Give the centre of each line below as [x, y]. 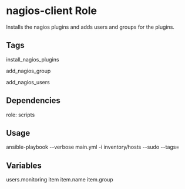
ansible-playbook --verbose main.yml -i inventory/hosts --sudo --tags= [93, 147]
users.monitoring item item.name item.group [60, 180]
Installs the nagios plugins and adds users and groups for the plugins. [90, 27]
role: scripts [21, 115]
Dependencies [33, 101]
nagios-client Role [52, 11]
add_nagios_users [28, 82]
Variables [24, 165]
